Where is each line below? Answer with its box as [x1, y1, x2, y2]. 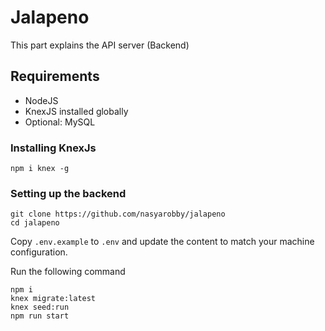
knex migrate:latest [10, 294, 97, 304]
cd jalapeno [10, 218, 60, 228]
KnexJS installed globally [24, 105, 129, 117]
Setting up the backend [10, 186, 127, 200]
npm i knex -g [10, 164, 70, 174]
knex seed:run [10, 302, 70, 313]
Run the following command [10, 266, 126, 278]
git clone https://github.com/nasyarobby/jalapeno [10, 209, 226, 220]
